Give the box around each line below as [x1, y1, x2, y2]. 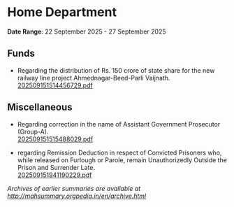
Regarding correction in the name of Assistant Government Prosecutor [17, 120, 221, 128]
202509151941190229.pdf [17, 171, 92, 179]
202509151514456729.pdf [17, 81, 93, 90]
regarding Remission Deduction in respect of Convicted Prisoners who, [17, 148, 222, 157]
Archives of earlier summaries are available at [7, 184, 141, 192]
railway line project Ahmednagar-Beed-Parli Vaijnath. [17, 73, 170, 82]
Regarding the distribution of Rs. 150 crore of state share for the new [17, 66, 215, 74]
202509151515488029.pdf [17, 134, 93, 143]
